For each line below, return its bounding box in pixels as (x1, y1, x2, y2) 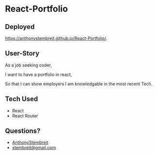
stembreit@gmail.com (12, 145, 56, 151)
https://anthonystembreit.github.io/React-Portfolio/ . (5, 35, 108, 41)
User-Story (5, 49, 40, 57)
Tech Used (5, 95, 38, 103)
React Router (12, 113, 38, 119)
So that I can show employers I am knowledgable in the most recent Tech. (5, 81, 153, 86)
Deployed (5, 23, 35, 31)
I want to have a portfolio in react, (5, 71, 72, 77)
